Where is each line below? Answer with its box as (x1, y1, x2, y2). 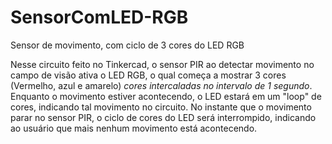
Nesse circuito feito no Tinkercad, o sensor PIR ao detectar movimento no (10, 58, 315, 70)
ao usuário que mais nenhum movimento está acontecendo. (10, 122, 258, 134)
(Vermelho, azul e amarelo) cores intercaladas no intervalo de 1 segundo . (10, 79, 313, 91)
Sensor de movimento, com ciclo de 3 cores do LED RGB (10, 39, 245, 51)
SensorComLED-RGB (10, 6, 189, 29)
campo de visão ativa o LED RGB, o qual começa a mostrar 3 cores (10, 69, 287, 81)
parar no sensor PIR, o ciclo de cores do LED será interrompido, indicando (10, 111, 317, 123)
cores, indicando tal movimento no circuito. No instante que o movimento (10, 101, 312, 113)
